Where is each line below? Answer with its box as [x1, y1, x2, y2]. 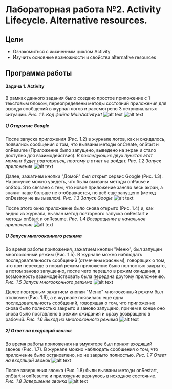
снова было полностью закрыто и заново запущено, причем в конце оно [5, 305, 165, 311]
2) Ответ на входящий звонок [5, 328, 72, 334]
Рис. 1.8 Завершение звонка [5, 378, 68, 384]
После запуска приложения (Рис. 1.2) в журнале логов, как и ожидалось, [5, 136, 166, 142]
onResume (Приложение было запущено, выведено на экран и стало [5, 146, 156, 153]
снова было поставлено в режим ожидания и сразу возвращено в [5, 310, 151, 317]
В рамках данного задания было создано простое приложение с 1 [5, 95, 150, 101]
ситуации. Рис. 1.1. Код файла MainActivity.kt [5, 111, 102, 117]
